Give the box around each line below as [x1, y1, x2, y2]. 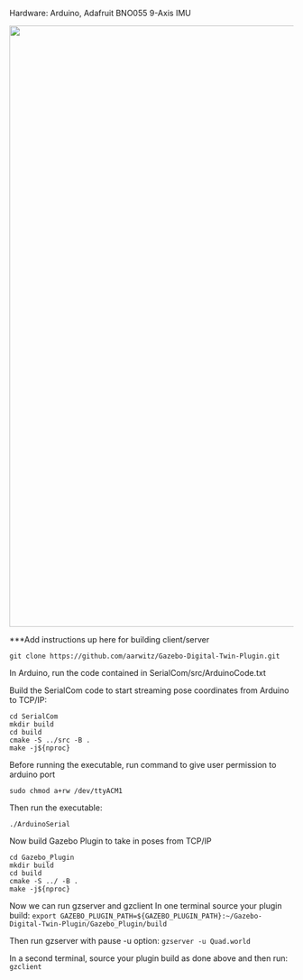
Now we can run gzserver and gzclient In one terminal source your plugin [9, 901, 282, 911]
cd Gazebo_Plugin [9, 853, 75, 862]
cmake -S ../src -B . [9, 735, 91, 744]
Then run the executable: [9, 802, 103, 813]
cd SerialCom [9, 712, 59, 721]
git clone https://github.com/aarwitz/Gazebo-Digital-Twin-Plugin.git [9, 652, 280, 661]
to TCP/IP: [9, 695, 48, 705]
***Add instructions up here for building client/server [9, 634, 210, 644]
